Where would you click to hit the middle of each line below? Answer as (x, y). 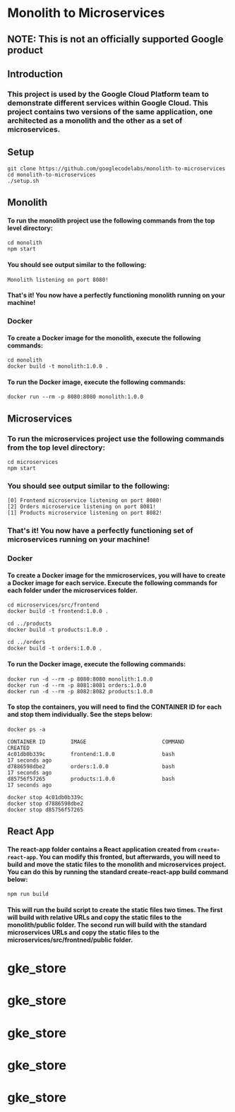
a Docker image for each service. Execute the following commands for (112, 582)
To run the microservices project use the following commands (116, 438)
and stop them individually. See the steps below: (80, 715)
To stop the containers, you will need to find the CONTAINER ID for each (115, 707)
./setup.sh (23, 181)
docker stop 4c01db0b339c (45, 797)
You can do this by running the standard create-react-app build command (118, 872)
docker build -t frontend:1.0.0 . (58, 611)
